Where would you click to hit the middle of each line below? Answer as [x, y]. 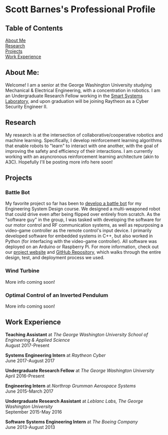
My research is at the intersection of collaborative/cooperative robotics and [84, 135]
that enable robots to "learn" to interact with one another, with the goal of [82, 146]
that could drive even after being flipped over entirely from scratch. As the [83, 214]
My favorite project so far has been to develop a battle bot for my [73, 203]
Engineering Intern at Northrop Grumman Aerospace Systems [71, 386]
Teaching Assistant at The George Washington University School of [77, 334]
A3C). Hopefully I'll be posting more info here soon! [59, 162]
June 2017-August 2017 [30, 361]
